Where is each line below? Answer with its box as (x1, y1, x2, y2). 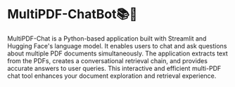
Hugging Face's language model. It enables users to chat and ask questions (7, 41, 227, 50)
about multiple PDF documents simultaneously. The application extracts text (7, 49, 229, 58)
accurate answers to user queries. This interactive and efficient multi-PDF (7, 64, 222, 72)
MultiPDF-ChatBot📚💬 (7, 6, 138, 22)
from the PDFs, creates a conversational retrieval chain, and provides (7, 56, 208, 65)
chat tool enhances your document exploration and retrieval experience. (7, 72, 217, 80)
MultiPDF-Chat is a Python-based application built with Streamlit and (7, 34, 207, 43)
